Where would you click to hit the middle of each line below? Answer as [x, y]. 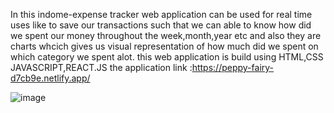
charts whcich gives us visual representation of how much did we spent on [164, 46]
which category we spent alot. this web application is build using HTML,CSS [167, 57]
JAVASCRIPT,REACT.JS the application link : [101, 67]
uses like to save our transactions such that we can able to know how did [161, 25]
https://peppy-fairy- [233, 67]
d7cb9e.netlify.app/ [50, 78]
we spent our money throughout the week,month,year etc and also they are [166, 35]
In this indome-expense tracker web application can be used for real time [161, 14]
